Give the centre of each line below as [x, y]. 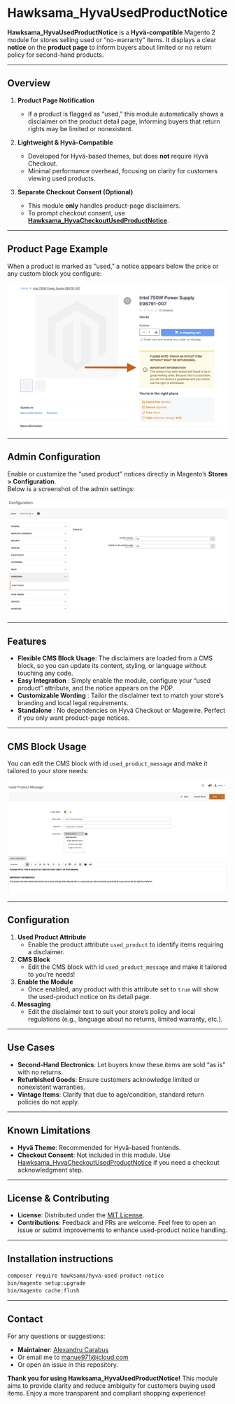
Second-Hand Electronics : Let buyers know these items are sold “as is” [121, 1064]
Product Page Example [58, 249]
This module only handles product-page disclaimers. [104, 206]
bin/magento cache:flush [43, 1290]
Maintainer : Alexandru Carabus [63, 1349]
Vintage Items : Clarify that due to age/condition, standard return [111, 1094]
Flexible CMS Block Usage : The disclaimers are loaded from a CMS [115, 658]
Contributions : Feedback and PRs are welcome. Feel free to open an [117, 1223]
